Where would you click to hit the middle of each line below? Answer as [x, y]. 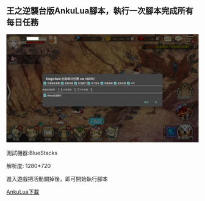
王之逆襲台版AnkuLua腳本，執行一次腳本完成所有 [100, 11]
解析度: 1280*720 [29, 166]
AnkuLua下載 [23, 192]
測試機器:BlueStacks [32, 153]
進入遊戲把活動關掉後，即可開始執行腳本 [57, 179]
